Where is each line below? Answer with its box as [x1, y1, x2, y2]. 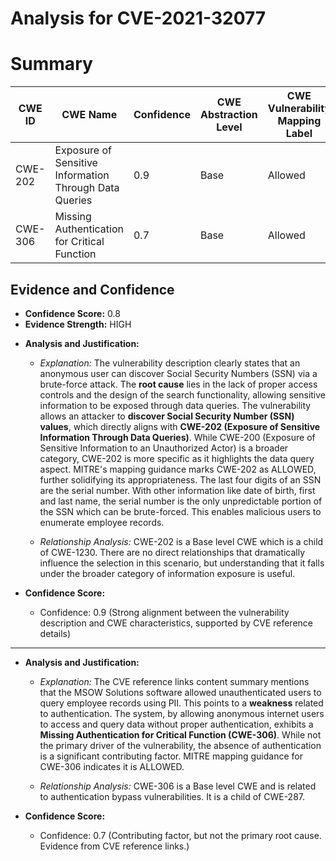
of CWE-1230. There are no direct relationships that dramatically [39, 546, 306, 558]
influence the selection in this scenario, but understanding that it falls [39, 557, 325, 569]
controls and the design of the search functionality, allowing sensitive [39, 388, 327, 401]
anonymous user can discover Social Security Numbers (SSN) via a [39, 367, 318, 379]
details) [39, 627, 72, 639]
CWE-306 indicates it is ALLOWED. [39, 760, 185, 772]
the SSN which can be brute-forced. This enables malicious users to [39, 505, 322, 517]
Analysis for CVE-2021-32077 [10, 7, 267, 30]
